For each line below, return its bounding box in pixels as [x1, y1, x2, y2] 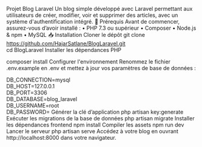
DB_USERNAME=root [6, 102, 59, 109]
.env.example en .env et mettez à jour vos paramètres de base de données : [6, 65, 196, 71]
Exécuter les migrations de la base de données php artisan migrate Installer [6, 115, 195, 122]
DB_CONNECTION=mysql [6, 76, 71, 83]
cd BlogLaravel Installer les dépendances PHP [6, 47, 122, 53]
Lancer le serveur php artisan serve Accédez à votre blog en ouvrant [6, 128, 179, 135]
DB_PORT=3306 [6, 89, 47, 96]
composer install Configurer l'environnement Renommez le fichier [6, 58, 171, 65]
